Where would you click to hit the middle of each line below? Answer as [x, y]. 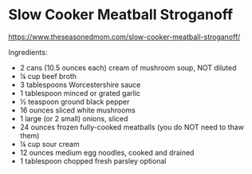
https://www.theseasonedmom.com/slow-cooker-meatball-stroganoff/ [124, 37]
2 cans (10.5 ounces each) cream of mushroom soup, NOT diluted [128, 67]
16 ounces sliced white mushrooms [77, 110]
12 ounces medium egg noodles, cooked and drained [107, 152]
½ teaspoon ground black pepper [75, 101]
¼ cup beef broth [48, 76]
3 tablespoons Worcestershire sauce [80, 85]
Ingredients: [28, 52]
